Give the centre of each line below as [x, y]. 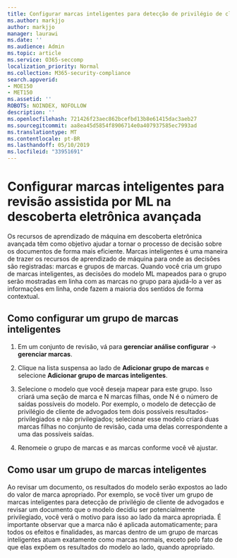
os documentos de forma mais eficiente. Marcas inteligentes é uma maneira [117, 251]
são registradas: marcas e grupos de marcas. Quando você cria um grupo [115, 266]
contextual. [24, 296]
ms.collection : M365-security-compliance [69, 73]
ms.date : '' [25, 40]
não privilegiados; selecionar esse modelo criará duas [141, 419]
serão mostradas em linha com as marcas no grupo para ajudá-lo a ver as [115, 281]
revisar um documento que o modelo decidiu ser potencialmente [101, 509]
